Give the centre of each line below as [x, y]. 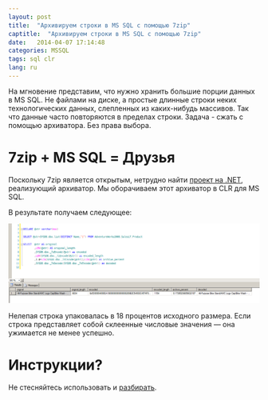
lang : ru [23, 68]
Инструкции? [55, 365]
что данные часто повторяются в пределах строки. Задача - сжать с [126, 117]
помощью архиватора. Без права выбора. [80, 125]
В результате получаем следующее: [70, 212]
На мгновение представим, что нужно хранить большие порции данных [132, 91]
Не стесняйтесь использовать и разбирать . [83, 387]
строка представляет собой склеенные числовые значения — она [122, 324]
